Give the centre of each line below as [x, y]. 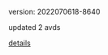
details [19, 43]
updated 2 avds [35, 27]
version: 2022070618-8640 [54, 12]
